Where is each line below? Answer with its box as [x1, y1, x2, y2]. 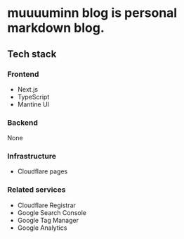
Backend [7, 118, 39, 128]
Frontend [7, 69, 39, 79]
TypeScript [17, 92, 50, 101]
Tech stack [7, 48, 57, 60]
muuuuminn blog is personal [7, 5, 178, 21]
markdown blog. [7, 20, 105, 36]
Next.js [17, 85, 39, 93]
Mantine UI [17, 100, 50, 109]
